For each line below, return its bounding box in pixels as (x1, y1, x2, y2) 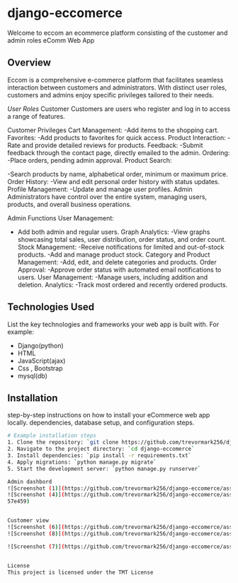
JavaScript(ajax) (17, 356, 66, 365)
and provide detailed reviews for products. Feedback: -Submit (22, 141, 203, 149)
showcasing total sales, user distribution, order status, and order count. (17, 235, 227, 243)
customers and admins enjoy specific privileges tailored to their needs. (7, 90, 215, 99)
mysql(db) (17, 371, 48, 380)
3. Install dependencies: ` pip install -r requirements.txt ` (7, 452, 192, 459)
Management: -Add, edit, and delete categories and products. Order (17, 257, 217, 266)
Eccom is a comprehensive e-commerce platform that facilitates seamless (7, 75, 224, 84)
